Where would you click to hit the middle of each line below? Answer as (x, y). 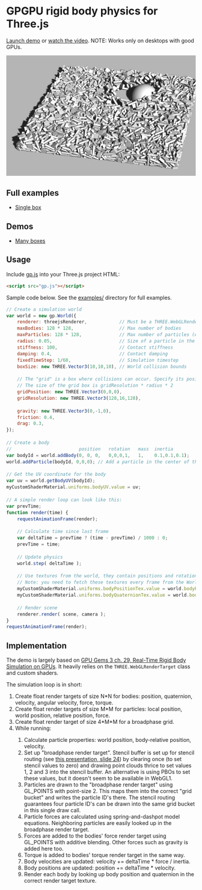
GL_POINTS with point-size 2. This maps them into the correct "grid (108, 791)
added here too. (44, 849)
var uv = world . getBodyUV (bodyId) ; (51, 481)
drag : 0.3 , (31, 424)
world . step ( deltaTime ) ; (50, 563)
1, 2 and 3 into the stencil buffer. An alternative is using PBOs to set (107, 772)
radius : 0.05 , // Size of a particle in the (106, 341)
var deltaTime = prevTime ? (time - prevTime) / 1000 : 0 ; (93, 538)
